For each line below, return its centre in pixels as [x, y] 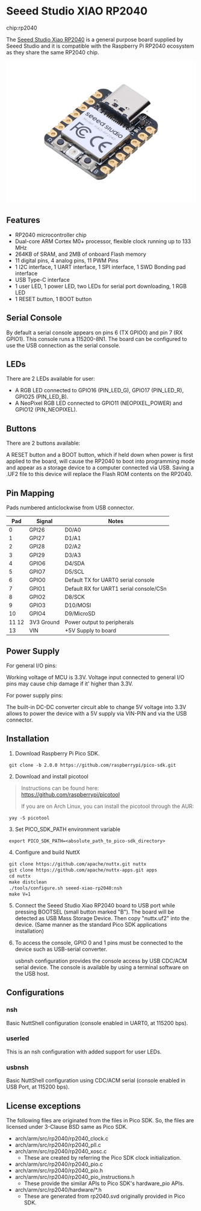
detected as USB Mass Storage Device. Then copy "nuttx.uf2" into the [102, 918]
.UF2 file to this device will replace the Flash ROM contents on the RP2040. [99, 474]
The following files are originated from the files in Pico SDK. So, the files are [100, 1120]
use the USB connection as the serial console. [63, 345]
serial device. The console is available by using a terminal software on [102, 967]
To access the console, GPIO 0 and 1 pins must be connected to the [99, 942]
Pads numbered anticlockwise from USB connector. [70, 507]
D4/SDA [75, 563]
